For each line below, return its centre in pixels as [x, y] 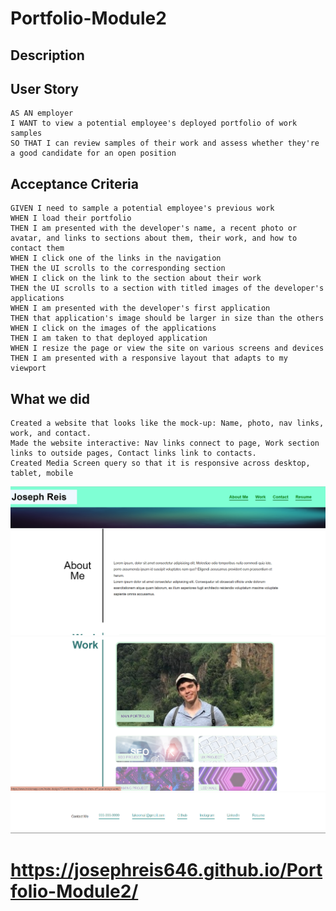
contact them [37, 248]
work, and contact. [51, 433]
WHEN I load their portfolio [71, 218]
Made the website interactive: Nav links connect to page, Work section [165, 443]
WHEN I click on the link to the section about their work [136, 278]
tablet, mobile [42, 473]
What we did [50, 398]
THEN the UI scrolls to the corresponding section [118, 268]
